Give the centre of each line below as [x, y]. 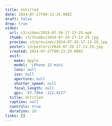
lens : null [25, 70]
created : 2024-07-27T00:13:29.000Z [46, 51]
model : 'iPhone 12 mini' [40, 65]
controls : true [25, 107]
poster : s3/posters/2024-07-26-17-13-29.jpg [56, 47]
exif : [15, 56]
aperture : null [30, 79]
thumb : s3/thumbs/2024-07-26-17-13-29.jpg [54, 38]
